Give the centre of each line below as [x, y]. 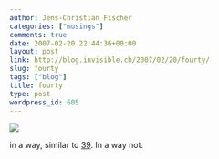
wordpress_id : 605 [44, 102]
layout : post [34, 52]
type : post [30, 94]
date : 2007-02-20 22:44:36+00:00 [73, 43]
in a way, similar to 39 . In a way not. [77, 145]
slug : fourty [34, 69]
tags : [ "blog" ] [38, 77]
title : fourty [36, 85]
